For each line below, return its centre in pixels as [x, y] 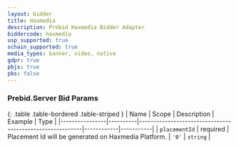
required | [215, 129]
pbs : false [24, 73]
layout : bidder [30, 14]
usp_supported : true [38, 41]
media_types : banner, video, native [62, 54]
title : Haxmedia [31, 21]
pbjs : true [24, 67]
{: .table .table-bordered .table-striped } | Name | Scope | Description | [111, 114]
